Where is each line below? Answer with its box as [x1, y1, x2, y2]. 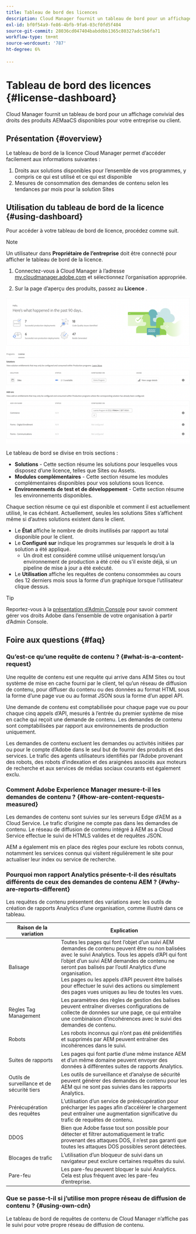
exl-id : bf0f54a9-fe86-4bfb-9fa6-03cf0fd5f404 [6, 22, 121, 28]
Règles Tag [8, 1005, 36, 1013]
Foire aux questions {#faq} [6, 635, 106, 645]
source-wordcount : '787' [6, 40, 66, 46]
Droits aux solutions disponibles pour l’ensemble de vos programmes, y [14, 167, 187, 174]
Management [8, 1012, 41, 1019]
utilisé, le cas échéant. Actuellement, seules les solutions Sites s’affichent [6, 509, 183, 516]
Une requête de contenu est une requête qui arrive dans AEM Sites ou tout [6, 673, 185, 680]
